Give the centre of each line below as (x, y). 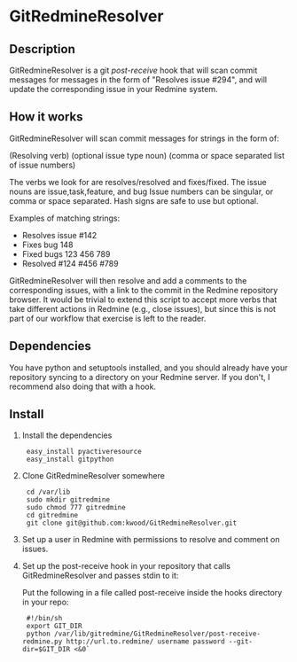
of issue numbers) (43, 165)
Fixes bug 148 (47, 245)
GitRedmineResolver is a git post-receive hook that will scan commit (133, 70)
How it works (46, 117)
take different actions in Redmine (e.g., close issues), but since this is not (143, 308)
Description (42, 49)
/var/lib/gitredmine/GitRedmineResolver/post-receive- (158, 634)
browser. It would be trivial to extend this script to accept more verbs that (143, 300)
